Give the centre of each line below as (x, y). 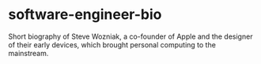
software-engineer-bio (85, 15)
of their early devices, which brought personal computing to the (112, 44)
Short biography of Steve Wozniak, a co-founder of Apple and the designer (130, 36)
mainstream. (28, 53)
